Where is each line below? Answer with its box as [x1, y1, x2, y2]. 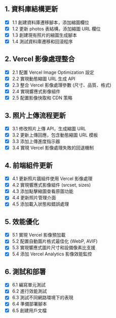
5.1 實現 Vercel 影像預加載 [12, 232, 66, 238]
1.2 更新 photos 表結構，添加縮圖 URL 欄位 [12, 25, 101, 32]
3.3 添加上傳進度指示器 [12, 138, 60, 144]
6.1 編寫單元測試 [12, 282, 46, 288]
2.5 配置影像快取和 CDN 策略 [12, 95, 73, 101]
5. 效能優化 [5, 217, 39, 226]
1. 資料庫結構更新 [5, 5, 58, 14]
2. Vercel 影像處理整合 [5, 55, 75, 64]
